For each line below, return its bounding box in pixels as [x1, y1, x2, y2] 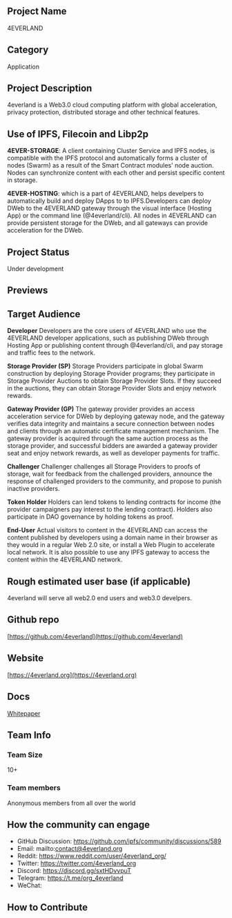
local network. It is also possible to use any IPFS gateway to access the [7, 548, 210, 557]
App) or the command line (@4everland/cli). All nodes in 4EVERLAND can [7, 211, 217, 220]
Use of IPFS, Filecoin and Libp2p [7, 128, 148, 140]
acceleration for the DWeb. [7, 226, 84, 235]
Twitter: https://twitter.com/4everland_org [17, 859, 137, 867]
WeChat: [17, 881, 43, 890]
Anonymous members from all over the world [7, 799, 136, 807]
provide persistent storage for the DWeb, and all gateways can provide [7, 219, 209, 227]
